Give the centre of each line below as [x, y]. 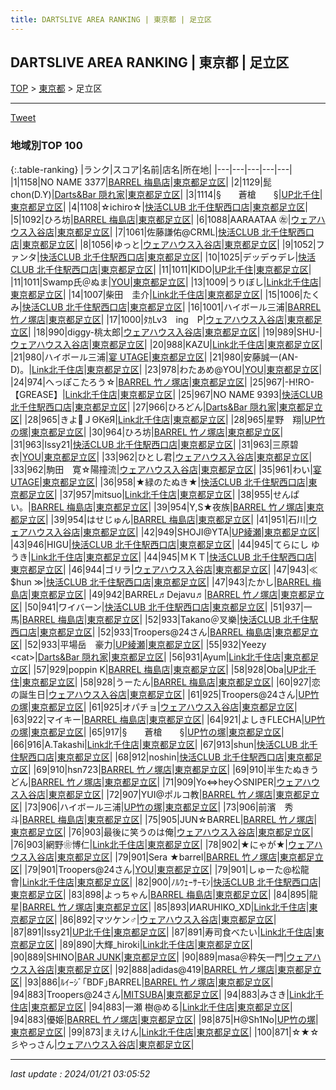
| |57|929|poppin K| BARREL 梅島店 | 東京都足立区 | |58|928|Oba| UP [163, 669]
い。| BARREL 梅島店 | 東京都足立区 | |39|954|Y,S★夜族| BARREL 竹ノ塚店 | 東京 [167, 507]
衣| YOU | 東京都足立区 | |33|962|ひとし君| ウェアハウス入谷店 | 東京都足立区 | [161, 457]
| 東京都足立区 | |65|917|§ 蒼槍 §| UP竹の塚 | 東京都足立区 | [156, 732]
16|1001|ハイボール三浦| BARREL [256, 307]
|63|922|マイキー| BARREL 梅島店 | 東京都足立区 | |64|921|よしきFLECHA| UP [163, 719]
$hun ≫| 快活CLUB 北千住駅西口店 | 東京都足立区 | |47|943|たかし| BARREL [160, 582]
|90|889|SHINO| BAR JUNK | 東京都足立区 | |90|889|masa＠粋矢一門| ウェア [161, 957]
